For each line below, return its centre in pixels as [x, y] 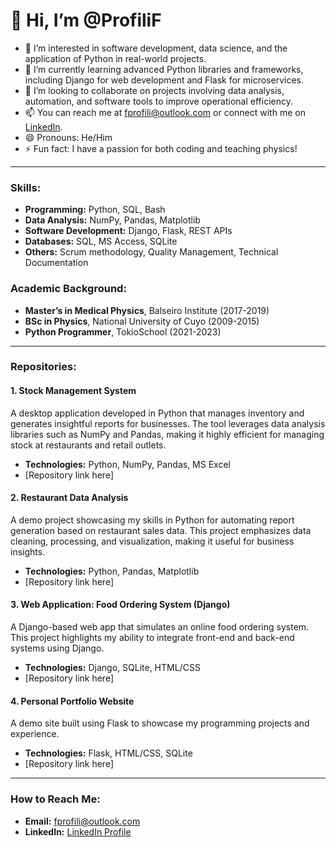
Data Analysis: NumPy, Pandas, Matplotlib [112, 220]
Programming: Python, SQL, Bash [95, 210]
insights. [28, 551]
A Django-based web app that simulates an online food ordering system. [160, 627]
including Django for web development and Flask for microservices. [164, 80]
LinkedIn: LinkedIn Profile [78, 831]
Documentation [56, 263]
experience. [35, 734]
